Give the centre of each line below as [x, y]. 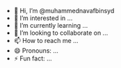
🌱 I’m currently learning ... [51, 25]
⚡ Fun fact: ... [33, 58]
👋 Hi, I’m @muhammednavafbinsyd [64, 11]
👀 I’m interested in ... [43, 18]
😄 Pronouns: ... [36, 51]
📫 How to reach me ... [46, 41]
